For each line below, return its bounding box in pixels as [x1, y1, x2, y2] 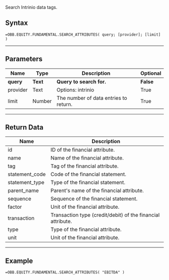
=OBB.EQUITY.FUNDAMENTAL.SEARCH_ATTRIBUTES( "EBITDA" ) [5, 270, 125, 275]
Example [5, 256, 33, 265]
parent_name [8, 187, 39, 194]
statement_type [8, 179, 45, 186]
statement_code [8, 171, 46, 178]
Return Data [5, 123, 44, 132]
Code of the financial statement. [50, 171, 127, 178]
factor [8, 203, 22, 210]
